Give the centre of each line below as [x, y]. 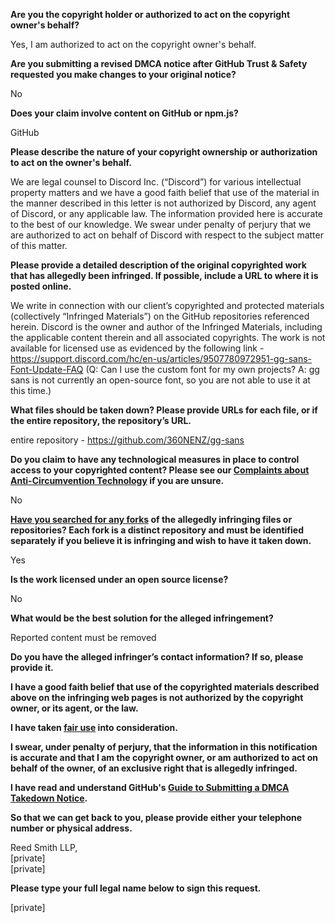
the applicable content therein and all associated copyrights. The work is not [168, 337]
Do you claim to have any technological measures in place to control [155, 459]
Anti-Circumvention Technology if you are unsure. [117, 480]
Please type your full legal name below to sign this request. [136, 888]
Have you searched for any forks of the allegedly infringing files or [151, 519]
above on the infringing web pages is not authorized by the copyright [157, 697]
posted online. [41, 286]
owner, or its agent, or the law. [74, 708]
